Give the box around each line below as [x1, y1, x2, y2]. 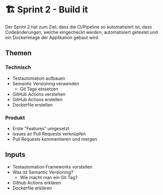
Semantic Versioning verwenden [12, 80, 80, 86]
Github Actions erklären [12, 180, 61, 186]
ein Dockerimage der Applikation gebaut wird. [5, 34, 100, 40]
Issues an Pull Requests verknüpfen [12, 131, 86, 137]
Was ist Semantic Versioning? [12, 169, 74, 175]
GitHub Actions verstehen [12, 91, 66, 97]
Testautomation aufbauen [12, 75, 66, 81]
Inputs [5, 151, 26, 159]
